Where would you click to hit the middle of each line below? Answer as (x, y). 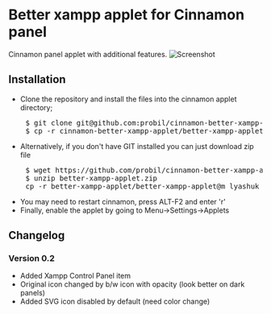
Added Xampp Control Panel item (75, 276)
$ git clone (49, 123)
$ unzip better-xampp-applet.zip (92, 178)
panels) (33, 293)
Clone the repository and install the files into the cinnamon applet (128, 99)
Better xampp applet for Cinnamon (126, 15)
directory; (36, 107)
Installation (37, 79)
